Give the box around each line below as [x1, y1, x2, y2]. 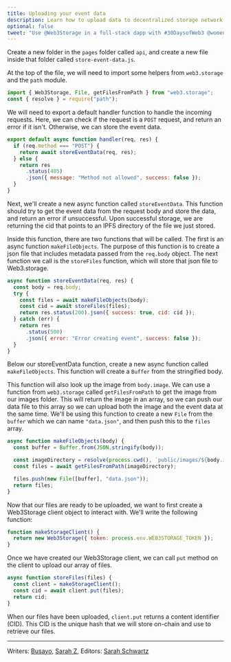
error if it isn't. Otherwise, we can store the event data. [7, 123, 162, 131]
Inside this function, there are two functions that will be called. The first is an [7, 234, 224, 243]
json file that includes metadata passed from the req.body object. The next [7, 249, 219, 258]
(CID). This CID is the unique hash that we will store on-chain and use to [7, 619, 212, 628]
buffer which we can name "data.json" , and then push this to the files [7, 417, 211, 426]
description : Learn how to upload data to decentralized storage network [7, 16, 223, 23]
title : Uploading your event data [7, 10, 107, 17]
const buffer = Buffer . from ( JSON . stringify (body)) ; [13, 444, 165, 451]
